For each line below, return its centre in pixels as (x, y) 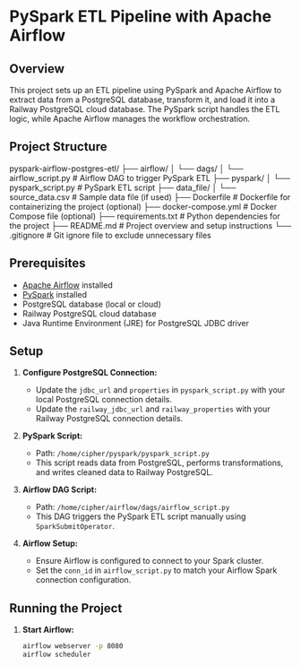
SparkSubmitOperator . (75, 526)
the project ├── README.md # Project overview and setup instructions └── (150, 225)
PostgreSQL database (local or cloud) (91, 304)
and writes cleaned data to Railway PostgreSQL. (124, 472)
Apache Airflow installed (68, 285)
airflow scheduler (56, 655)
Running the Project (66, 608)
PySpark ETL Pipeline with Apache (140, 17)
